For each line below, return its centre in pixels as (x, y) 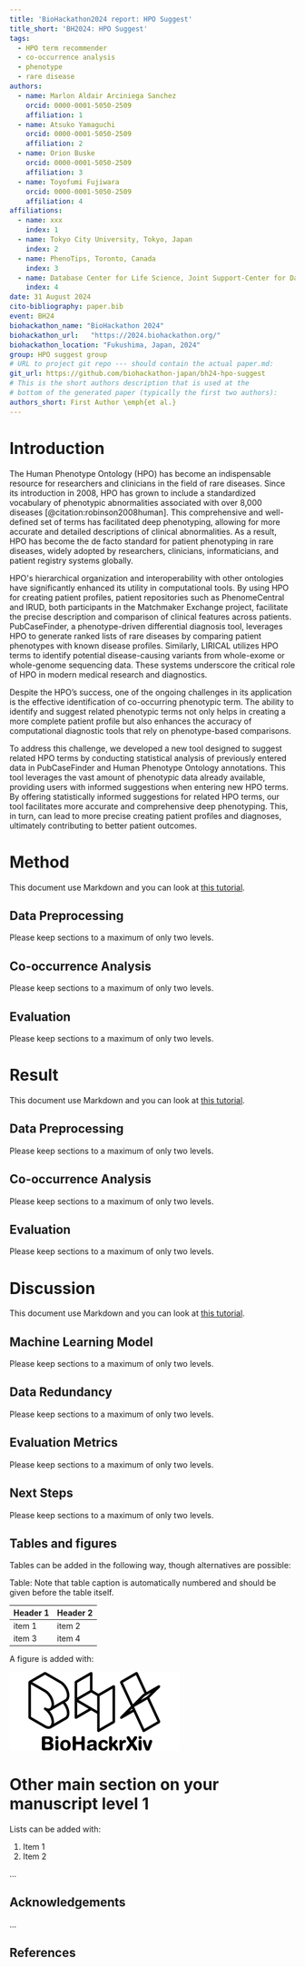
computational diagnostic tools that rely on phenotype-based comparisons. (151, 730)
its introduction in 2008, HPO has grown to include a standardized (133, 493)
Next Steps (41, 1493)
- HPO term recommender (62, 48)
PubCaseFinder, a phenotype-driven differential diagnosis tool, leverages (146, 626)
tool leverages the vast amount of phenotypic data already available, (138, 777)
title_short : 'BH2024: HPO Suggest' (79, 29)
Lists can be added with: (55, 1829)
